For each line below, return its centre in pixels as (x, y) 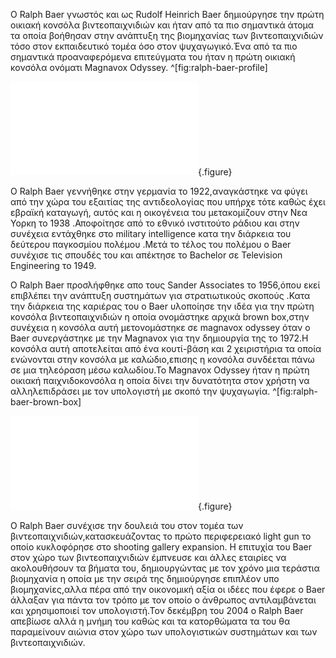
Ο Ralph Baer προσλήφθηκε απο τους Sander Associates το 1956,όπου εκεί (165, 285)
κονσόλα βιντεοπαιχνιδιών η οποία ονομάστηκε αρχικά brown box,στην (160, 317)
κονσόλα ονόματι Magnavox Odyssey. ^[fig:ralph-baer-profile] (139, 67)
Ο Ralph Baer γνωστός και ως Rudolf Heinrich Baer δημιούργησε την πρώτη (167, 14)
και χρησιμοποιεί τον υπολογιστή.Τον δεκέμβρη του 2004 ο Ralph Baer (157, 610)
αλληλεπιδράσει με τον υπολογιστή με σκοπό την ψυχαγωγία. (140, 391)
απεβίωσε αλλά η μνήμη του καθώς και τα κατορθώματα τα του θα (150, 621)
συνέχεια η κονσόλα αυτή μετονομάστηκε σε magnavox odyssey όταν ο (160, 327)
